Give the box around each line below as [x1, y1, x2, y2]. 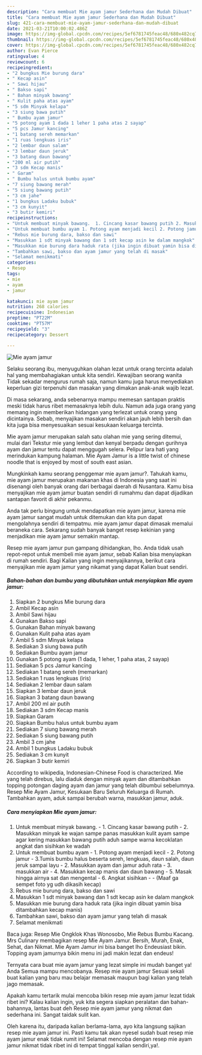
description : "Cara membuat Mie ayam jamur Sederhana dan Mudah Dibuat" [7, 8, 192, 15]
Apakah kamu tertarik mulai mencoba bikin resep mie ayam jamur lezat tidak [7, 992, 195, 999]
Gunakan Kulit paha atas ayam [15, 630, 91, 637]
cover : [7, 43, 23, 49]
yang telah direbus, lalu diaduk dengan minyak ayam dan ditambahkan [7, 776, 181, 783]
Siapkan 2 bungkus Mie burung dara [15, 598, 105, 605]
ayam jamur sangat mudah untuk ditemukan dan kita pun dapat [7, 513, 162, 520]
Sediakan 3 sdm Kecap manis [15, 707, 89, 714]
